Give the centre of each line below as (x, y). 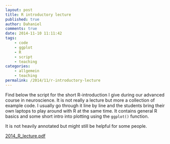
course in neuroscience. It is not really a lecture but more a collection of (80, 100)
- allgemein (27, 71)
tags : (11, 38)
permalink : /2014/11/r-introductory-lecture (53, 80)
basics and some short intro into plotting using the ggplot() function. (77, 116)
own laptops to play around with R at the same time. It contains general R (81, 111)
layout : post (19, 10)
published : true (22, 19)
